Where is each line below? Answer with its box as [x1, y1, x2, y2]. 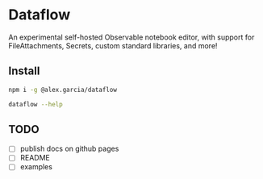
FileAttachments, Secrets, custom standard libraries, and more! [8, 40, 218, 50]
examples [19, 162, 52, 172]
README [19, 153, 51, 163]
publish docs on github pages [19, 144, 119, 154]
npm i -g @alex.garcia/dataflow [8, 85, 117, 94]
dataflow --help [8, 100, 63, 108]
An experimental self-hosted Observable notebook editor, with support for [8, 32, 255, 42]
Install [8, 65, 40, 78]
